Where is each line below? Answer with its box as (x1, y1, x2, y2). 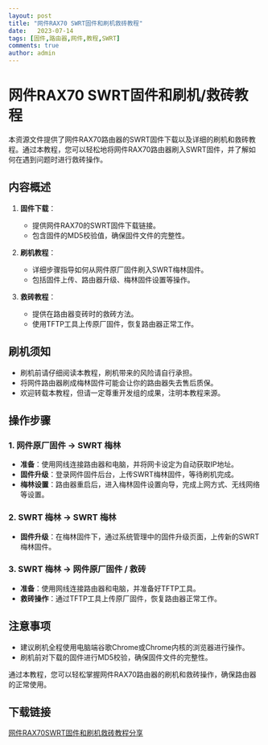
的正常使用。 (8, 679, 51, 689)
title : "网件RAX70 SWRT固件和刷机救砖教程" (8, 19, 143, 27)
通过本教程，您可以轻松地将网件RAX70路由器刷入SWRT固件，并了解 (22, 144, 249, 154)
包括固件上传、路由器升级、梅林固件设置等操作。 (31, 274, 195, 284)
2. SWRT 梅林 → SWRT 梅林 (8, 512, 117, 523)
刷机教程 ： (19, 247, 56, 257)
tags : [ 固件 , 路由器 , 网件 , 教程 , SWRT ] (8, 34, 121, 43)
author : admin (8, 49, 56, 57)
